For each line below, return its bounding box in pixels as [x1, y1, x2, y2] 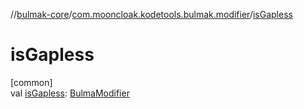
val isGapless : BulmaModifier [10, 87, 130, 99]
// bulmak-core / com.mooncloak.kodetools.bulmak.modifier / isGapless [10, 9, 293, 20]
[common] [10, 76, 53, 88]
